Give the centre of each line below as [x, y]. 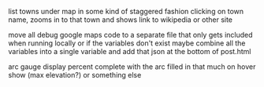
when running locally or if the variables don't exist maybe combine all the [127, 43]
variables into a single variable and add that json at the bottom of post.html [130, 51]
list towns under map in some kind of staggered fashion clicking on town [126, 11]
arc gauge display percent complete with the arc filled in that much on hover [132, 67]
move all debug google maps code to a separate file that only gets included [131, 35]
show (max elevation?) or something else [75, 75]
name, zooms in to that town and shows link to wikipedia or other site [121, 20]
